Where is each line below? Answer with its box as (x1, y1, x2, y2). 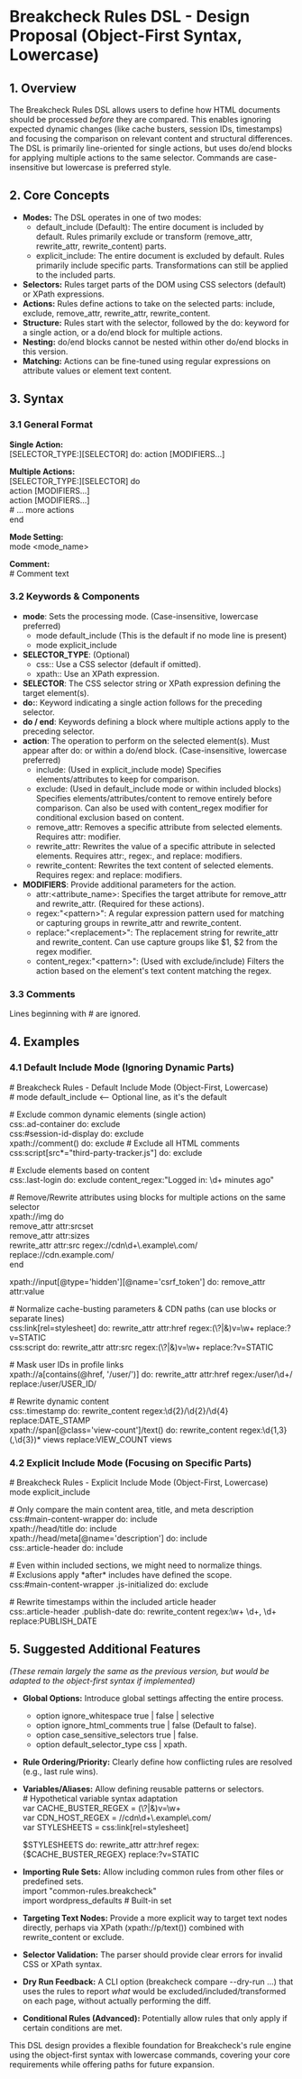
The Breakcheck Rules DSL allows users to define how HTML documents (9, 105, 281, 114)
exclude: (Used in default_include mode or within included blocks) (35, 783, 282, 794)
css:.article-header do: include (9, 1543, 124, 1553)
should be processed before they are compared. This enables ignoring (9, 114, 272, 124)
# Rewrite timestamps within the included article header (9, 1597, 216, 1607)
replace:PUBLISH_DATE (9, 1616, 97, 1626)
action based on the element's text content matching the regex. (35, 965, 272, 975)
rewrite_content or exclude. (22, 1931, 124, 1942)
